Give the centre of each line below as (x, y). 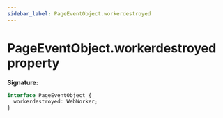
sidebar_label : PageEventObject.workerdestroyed (79, 14)
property (33, 63)
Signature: (23, 82)
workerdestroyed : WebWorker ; (56, 102)
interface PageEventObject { (49, 95)
